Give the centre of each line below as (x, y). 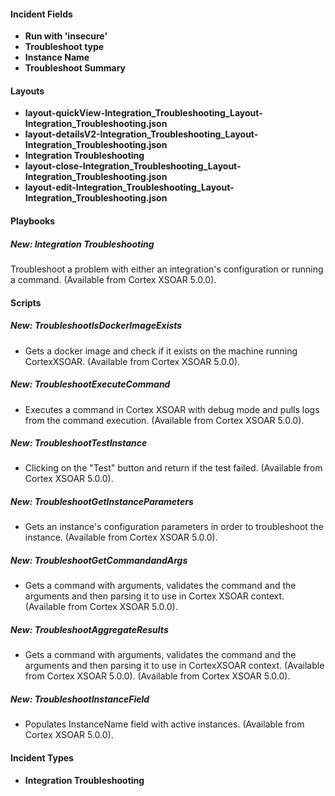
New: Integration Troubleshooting (82, 244)
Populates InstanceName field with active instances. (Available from (164, 724)
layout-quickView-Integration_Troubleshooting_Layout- (143, 113)
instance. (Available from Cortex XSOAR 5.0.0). (121, 537)
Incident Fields (41, 14)
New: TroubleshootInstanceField (80, 699)
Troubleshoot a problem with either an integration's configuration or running (167, 269)
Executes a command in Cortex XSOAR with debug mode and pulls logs (172, 409)
